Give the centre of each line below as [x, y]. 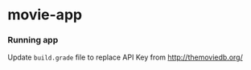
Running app [33, 40]
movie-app [45, 15]
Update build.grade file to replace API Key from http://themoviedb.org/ [125, 57]
